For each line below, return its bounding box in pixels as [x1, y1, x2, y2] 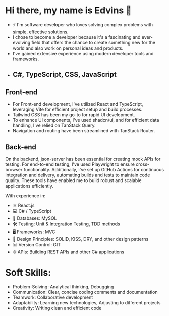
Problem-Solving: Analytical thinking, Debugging [12, 283, 114, 290]
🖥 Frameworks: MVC [12, 229, 55, 235]
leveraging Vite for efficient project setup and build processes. [12, 106, 143, 113]
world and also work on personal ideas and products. [12, 45, 124, 51]
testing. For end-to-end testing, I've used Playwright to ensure [5, 161, 135, 167]
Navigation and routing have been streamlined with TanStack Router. [12, 128, 155, 134]
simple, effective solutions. [12, 29, 69, 35]
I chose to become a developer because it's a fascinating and [12, 34, 141, 40]
